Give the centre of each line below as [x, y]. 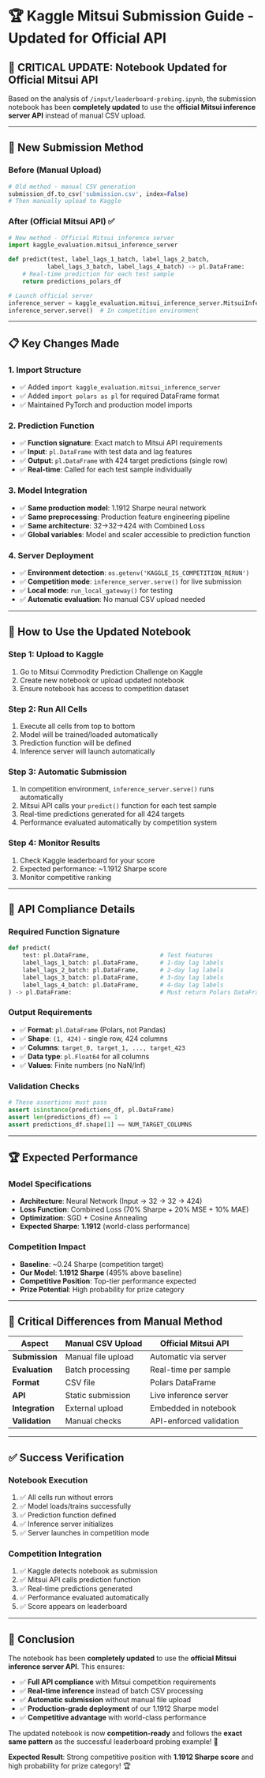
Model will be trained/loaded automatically [89, 735]
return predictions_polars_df [72, 281]
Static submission [98, 1396]
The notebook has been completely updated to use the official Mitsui [122, 1658]
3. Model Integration [48, 491]
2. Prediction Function [51, 426]
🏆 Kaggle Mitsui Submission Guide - [131, 16]
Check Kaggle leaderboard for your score [87, 860]
